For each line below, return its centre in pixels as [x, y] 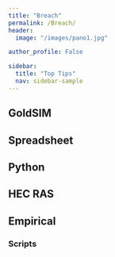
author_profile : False [46, 52]
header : [21, 30]
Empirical [32, 221]
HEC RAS [31, 194]
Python [27, 167]
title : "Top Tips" [46, 74]
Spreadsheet [41, 140]
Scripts [23, 244]
